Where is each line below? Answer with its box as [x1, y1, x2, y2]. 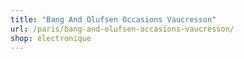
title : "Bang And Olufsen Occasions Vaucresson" [10, 14, 217, 25]
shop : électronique [10, 33, 92, 43]
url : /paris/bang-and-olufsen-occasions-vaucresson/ [10, 24, 235, 34]
